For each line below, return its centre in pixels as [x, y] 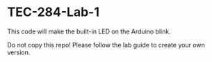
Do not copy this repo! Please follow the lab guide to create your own [106, 45]
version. [19, 52]
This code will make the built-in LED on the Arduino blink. [89, 31]
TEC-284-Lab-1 [53, 12]
